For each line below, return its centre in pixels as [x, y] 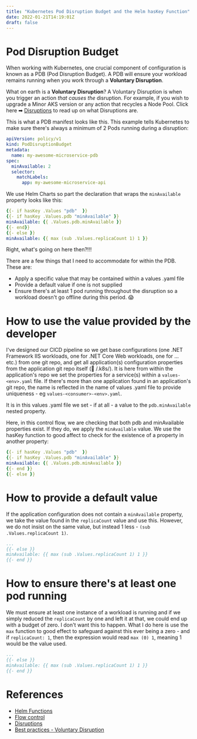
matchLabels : [33, 177]
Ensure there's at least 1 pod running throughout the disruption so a [96, 291]
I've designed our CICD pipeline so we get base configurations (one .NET [94, 350]
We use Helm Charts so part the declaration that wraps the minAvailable [94, 194]
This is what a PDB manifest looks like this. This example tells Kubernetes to [98, 122]
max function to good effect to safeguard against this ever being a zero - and [98, 631]
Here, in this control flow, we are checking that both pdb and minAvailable [95, 423]
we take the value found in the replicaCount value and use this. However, [94, 520]
